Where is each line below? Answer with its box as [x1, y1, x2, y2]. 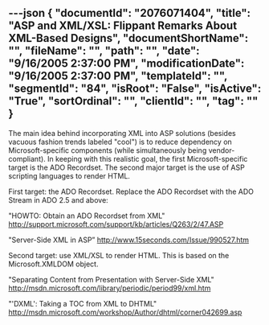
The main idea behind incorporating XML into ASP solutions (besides [8, 128, 236, 138]
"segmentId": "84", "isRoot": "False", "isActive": [8, 82, 262, 96]
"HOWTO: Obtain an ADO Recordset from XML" [8, 211, 165, 220]
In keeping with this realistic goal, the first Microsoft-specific [47, 154, 248, 163]
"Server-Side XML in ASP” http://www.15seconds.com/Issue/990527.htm [8, 235, 250, 245]
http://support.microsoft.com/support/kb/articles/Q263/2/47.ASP [8, 219, 224, 228]
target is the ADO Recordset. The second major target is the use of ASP [8, 162, 245, 172]
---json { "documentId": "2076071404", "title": [8, 6, 251, 20]
